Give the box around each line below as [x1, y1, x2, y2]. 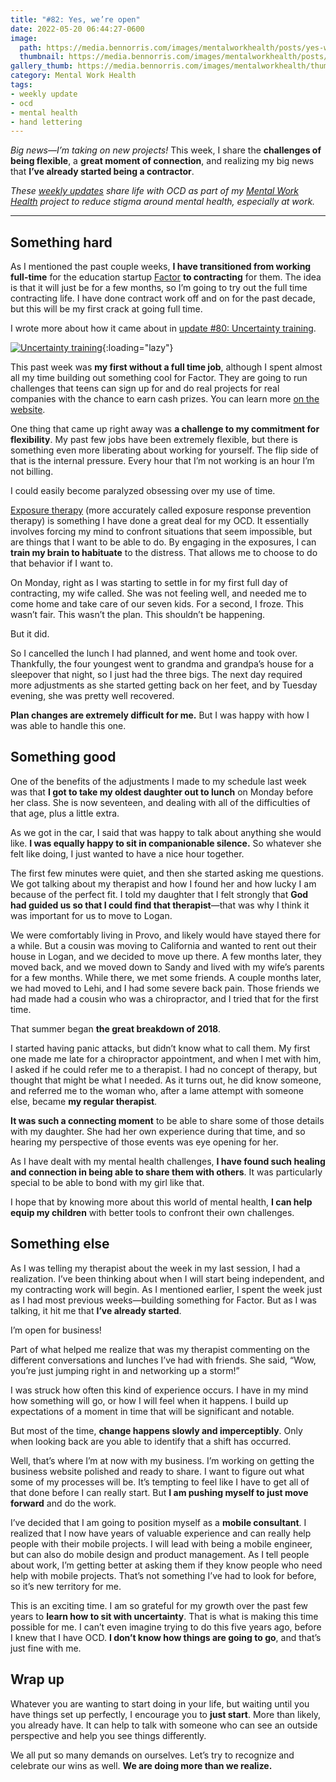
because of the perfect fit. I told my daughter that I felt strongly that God [10, 888, 309, 900]
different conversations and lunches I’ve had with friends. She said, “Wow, [10, 1354, 317, 1366]
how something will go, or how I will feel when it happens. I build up [10, 1394, 289, 1406]
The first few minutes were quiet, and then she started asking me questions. [10, 867, 324, 879]
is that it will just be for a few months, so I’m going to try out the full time [10, 282, 308, 294]
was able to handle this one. [10, 720, 127, 732]
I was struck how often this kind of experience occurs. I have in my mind [10, 1384, 309, 1396]
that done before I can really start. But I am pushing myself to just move [10, 1486, 309, 1498]
